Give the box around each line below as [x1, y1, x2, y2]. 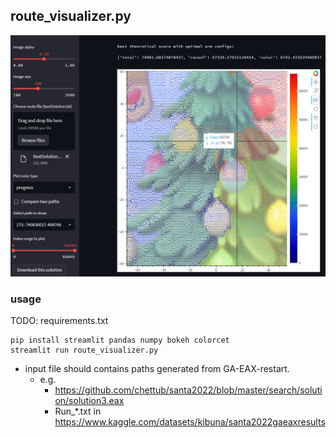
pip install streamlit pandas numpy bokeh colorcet [10, 335, 230, 345]
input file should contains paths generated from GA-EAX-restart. [24, 362, 290, 374]
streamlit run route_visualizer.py [10, 345, 159, 355]
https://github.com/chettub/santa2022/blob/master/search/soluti [54, 384, 323, 396]
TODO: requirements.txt [10, 314, 109, 326]
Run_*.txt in [54, 405, 102, 417]
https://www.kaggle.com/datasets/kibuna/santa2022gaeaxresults [54, 415, 326, 428]
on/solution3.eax [54, 394, 125, 406]
